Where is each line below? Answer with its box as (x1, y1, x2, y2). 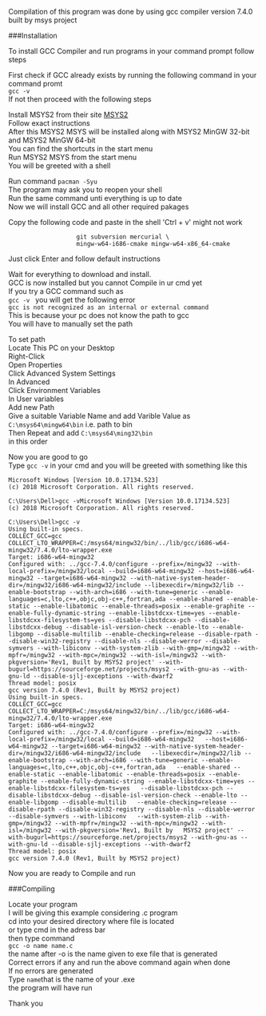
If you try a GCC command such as (8, 287, 124, 295)
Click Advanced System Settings (8, 368, 116, 378)
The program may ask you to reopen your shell (8, 185, 162, 195)
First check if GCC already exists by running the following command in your (8, 70, 257, 79)
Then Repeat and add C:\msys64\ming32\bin (8, 428, 153, 437)
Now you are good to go (8, 452, 88, 461)
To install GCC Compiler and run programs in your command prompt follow (8, 46, 255, 55)
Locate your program (8, 900, 78, 909)
